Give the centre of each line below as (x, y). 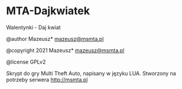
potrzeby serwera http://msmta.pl (47, 80)
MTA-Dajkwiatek (48, 11)
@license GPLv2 (26, 62)
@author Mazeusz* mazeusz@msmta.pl (55, 39)
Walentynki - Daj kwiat (33, 27)
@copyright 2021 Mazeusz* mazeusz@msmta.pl (65, 50)
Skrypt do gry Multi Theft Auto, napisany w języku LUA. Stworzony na (91, 73)
